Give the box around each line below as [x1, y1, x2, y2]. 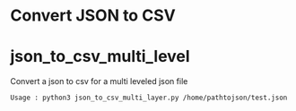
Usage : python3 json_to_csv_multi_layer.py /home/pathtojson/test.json [10, 93, 288, 103]
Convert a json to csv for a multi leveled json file [10, 76, 188, 87]
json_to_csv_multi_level [10, 47, 191, 67]
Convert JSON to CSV [10, 5, 176, 26]
